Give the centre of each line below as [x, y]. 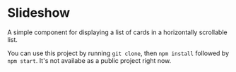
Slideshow [39, 13]
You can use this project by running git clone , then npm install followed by [118, 53]
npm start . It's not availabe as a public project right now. [89, 60]
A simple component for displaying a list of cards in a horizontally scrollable [117, 32]
